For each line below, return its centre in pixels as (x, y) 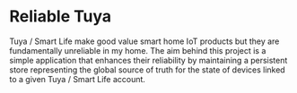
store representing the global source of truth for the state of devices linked (147, 70)
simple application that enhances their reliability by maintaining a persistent (148, 60)
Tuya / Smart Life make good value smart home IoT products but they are (144, 41)
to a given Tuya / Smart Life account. (78, 79)
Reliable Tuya (61, 17)
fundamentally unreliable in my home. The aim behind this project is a (138, 50)
